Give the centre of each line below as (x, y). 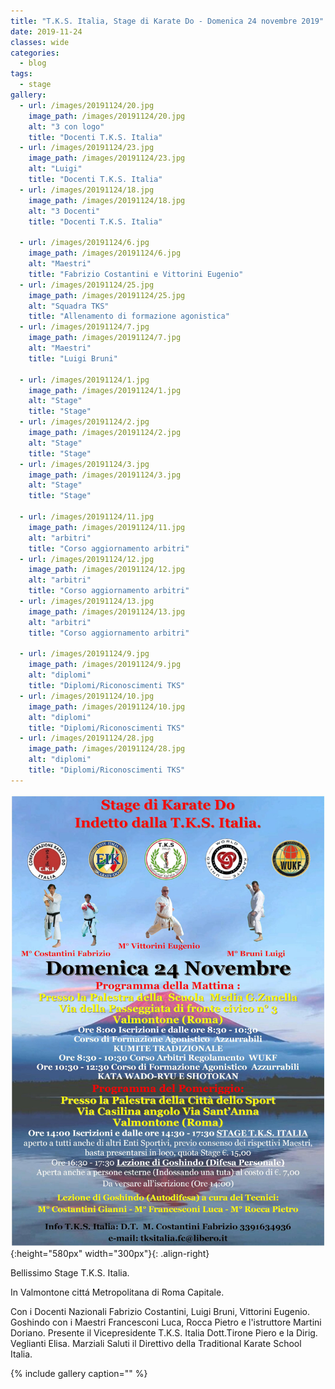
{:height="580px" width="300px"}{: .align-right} (110, 1253)
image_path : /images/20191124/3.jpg (105, 475)
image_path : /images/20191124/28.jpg (107, 749)
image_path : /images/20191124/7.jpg (105, 338)
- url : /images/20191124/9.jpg (84, 654)
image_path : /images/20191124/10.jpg (107, 706)
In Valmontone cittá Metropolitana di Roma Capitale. (117, 1292)
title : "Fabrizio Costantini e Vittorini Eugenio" (136, 274)
